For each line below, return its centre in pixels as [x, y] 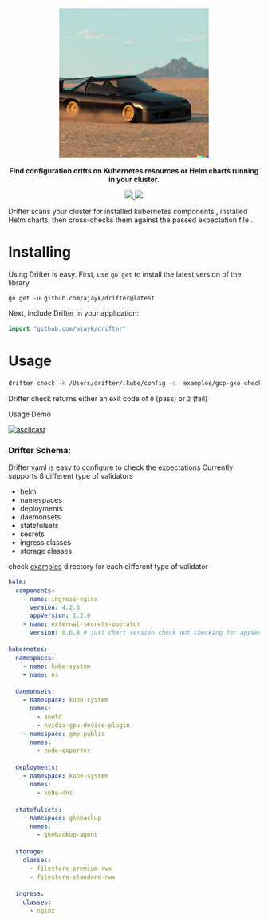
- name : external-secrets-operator [82, 624]
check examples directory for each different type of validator [108, 566]
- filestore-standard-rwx [72, 877]
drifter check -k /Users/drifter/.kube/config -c [93, 383]
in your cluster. [134, 179]
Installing [40, 252]
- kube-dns [55, 793]
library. [20, 282]
